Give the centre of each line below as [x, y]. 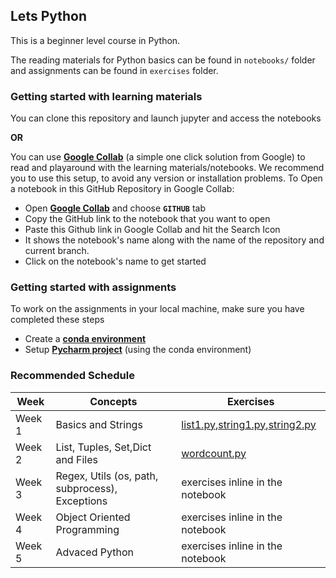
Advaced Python [94, 552]
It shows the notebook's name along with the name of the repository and [174, 240]
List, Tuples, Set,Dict [103, 447]
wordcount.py [214, 453]
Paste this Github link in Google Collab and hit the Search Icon [152, 230]
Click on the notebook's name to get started [115, 261]
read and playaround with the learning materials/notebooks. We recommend [167, 168]
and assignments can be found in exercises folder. [114, 70]
